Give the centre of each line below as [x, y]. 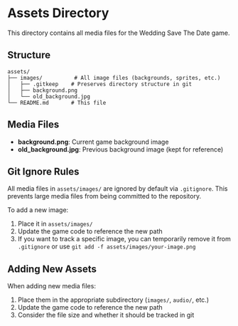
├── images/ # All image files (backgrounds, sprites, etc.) [114, 78]
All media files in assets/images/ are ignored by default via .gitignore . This [118, 189]
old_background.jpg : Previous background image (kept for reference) [120, 149]
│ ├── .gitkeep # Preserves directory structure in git [100, 84]
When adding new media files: [52, 286]
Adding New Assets [52, 269]
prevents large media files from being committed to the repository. [104, 196]
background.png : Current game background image [93, 142]
